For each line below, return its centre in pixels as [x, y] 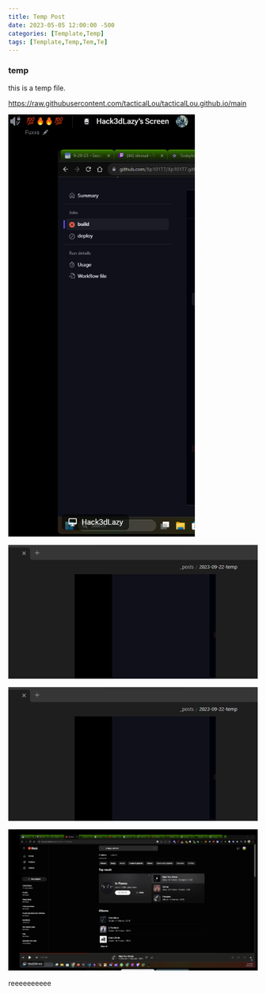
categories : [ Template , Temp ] [56, 33]
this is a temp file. [37, 88]
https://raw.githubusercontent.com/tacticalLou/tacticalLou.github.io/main [127, 103]
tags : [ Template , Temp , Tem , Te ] [58, 42]
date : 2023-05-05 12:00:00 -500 [61, 25]
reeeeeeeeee [30, 983]
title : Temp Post [37, 17]
